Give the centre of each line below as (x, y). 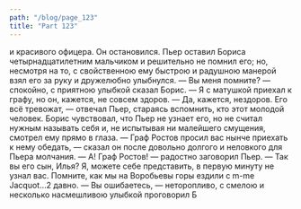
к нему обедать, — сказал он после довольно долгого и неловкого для (146, 147)
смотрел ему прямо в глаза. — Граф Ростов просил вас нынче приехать (149, 137)
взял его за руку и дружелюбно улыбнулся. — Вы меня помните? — (140, 80)
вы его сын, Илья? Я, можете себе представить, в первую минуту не (142, 166)
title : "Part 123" (44, 26)
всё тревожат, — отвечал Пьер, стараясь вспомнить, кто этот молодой (147, 109)
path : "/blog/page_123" (54, 17)
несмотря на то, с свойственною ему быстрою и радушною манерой (143, 70)
